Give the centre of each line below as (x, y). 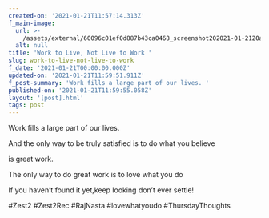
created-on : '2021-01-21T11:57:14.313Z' (77, 16)
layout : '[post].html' (46, 98)
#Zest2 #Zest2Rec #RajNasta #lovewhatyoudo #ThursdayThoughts (119, 206)
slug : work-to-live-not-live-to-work (71, 61)
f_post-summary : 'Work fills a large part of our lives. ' (109, 83)
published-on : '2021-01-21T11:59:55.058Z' (80, 90)
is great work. (31, 159)
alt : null (32, 46)
